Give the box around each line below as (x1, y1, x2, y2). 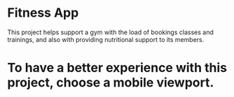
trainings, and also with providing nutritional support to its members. (7, 35, 205, 43)
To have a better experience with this (7, 60, 228, 76)
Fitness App (7, 5, 79, 21)
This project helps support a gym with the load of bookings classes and (7, 28, 214, 36)
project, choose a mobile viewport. (7, 75, 214, 91)
